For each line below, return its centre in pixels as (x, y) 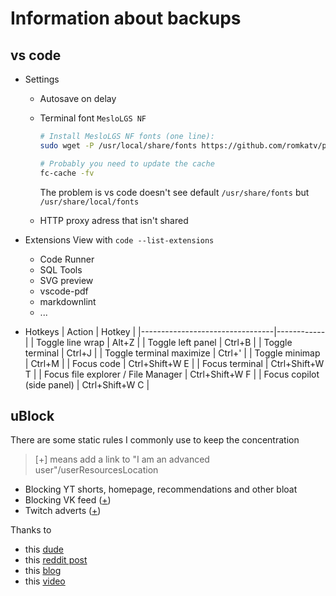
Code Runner (67, 259)
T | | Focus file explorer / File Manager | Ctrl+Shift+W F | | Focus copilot (172, 374)
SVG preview (66, 280)
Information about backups (126, 18)
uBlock (32, 415)
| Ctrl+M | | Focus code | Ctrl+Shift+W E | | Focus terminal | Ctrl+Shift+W (174, 363)
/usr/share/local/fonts (89, 202)
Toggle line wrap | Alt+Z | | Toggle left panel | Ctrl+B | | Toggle (164, 342)
